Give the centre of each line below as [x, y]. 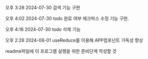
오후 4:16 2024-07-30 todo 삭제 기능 [43, 29]
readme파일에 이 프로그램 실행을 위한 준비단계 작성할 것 [61, 51]
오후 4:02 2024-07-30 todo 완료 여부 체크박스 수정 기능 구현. [67, 18]
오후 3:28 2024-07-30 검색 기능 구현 [43, 7]
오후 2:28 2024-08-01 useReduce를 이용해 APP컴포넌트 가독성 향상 [74, 40]
